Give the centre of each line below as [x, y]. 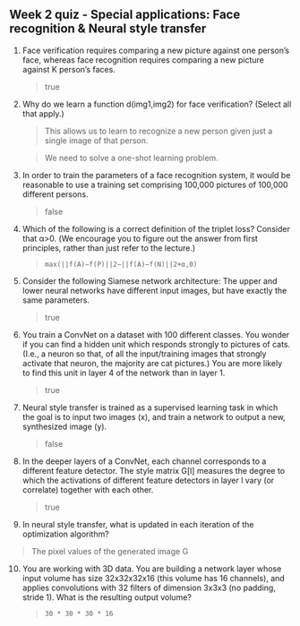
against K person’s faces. [69, 69]
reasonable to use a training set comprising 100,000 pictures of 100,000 [155, 184]
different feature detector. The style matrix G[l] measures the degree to [153, 470]
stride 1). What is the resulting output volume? [107, 597]
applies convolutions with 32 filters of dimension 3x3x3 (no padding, [149, 587]
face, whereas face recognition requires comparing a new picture [143, 60]
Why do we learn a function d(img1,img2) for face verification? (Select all [157, 104]
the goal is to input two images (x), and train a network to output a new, [154, 416]
